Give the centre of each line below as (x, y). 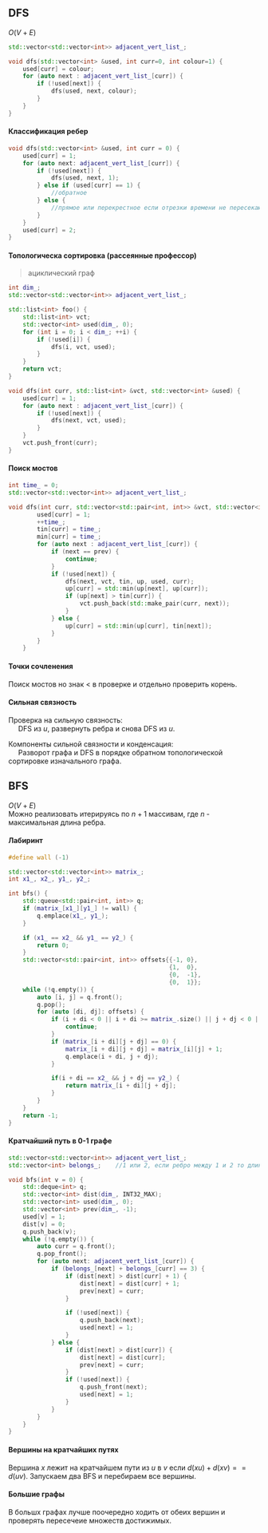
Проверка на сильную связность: (66, 720)
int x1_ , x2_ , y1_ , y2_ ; (49, 879)
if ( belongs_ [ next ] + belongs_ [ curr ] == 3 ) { (128, 1269)
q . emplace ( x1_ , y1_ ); (73, 916)
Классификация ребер (48, 132)
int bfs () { (28, 893)
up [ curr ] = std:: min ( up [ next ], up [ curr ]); (137, 589)
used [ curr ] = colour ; (58, 69)
